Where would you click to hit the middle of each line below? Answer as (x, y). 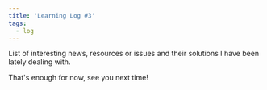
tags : (17, 23)
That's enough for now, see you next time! (79, 78)
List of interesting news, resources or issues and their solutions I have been (134, 54)
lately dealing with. (40, 62)
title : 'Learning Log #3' (52, 16)
